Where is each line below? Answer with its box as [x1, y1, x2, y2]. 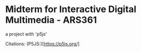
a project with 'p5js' [5, 31, 47, 37]
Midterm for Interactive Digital [5, 4, 137, 15]
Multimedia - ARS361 [5, 14, 97, 26]
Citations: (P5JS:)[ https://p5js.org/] [5, 40, 80, 46]
